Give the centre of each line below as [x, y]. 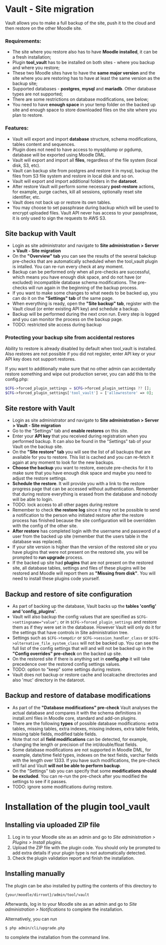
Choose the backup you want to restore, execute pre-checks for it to [83, 468]
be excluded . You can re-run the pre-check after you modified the [80, 776]
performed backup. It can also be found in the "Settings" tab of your [82, 441]
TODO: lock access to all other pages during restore [65, 505]
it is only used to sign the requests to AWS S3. [59, 218]
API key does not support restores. [41, 359]
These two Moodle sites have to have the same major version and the [84, 73]
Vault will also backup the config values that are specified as [74, 617]
